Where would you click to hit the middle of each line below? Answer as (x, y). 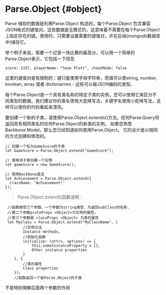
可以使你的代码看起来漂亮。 (37, 107)
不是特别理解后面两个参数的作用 (38, 288)
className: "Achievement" (36, 183)
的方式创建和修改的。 (27, 136)
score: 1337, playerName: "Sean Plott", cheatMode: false (66, 68)
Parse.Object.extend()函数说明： (50, 197)
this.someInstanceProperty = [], (66, 246)
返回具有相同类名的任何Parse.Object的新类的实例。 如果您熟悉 (69, 123)
